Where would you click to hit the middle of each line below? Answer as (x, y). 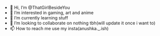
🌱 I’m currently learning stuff (39, 18)
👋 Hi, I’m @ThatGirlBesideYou (40, 8)
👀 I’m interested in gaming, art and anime (52, 13)
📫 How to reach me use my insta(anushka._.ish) (59, 28)
